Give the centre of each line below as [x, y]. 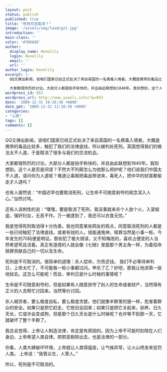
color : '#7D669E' [23, 42]
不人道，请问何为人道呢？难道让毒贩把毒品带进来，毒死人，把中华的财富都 [81, 175]
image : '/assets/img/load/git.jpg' [42, 28]
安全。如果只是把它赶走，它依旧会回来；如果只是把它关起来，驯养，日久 [88, 307]
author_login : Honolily [30, 70]
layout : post [19, 10]
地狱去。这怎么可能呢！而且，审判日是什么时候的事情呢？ [64, 274]
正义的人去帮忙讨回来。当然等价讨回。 [44, 291]
